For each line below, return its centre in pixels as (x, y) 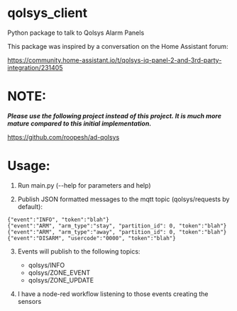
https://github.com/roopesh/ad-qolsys (64, 137)
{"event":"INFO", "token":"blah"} (59, 220)
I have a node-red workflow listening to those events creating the (113, 294)
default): (30, 206)
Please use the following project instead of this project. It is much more (115, 115)
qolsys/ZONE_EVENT (59, 272)
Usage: (29, 166)
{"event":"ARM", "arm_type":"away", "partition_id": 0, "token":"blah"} (117, 232)
